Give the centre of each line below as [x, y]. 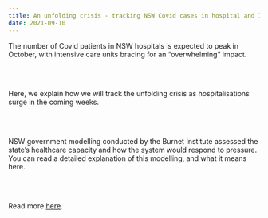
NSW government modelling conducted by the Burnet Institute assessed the [133, 141]
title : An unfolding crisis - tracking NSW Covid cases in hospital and [132, 16]
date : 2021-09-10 [37, 23]
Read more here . [35, 206]
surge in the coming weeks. [54, 102]
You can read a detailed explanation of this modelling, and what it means [128, 158]
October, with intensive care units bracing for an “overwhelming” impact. [128, 54]
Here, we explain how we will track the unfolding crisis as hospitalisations [129, 93]
